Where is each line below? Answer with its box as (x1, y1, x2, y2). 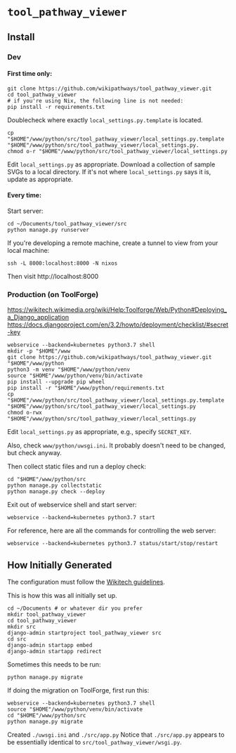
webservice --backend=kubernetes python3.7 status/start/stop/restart (7, 540, 218, 547)
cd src (7, 636, 27, 643)
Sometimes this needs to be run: (7, 660, 101, 669)
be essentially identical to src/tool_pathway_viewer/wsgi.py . (7, 738, 182, 747)
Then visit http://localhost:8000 (7, 272, 99, 280)
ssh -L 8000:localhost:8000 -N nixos (7, 259, 118, 267)
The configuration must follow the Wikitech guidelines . (7, 578, 165, 587)
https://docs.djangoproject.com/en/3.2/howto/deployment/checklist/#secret (7, 320, 229, 329)
